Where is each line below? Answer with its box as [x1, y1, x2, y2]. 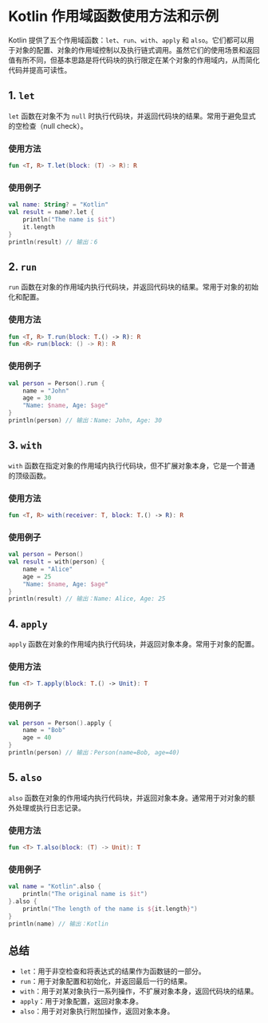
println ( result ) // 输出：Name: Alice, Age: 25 [8, 595, 166, 603]
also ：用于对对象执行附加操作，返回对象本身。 [19, 1006, 175, 1016]
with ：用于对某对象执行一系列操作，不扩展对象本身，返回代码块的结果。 [19, 986, 258, 996]
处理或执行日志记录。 [14, 802, 85, 812]
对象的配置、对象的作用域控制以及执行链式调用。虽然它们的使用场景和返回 [14, 45, 260, 54]
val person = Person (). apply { [8, 718, 112, 727]
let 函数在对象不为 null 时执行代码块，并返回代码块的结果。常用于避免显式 [8, 111, 256, 121]
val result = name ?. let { [8, 209, 94, 217]
